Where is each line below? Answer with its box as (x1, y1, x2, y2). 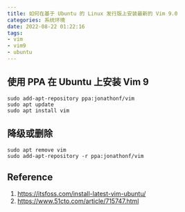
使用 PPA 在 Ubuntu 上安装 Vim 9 (7, 76, 149, 88)
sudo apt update (7, 101, 54, 108)
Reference (7, 171, 53, 183)
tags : (7, 29, 23, 37)
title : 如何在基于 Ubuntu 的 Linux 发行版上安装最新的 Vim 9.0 (7, 10, 178, 17)
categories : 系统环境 (7, 17, 66, 24)
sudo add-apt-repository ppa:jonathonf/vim (7, 95, 135, 102)
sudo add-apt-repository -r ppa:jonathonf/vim (7, 152, 144, 159)
